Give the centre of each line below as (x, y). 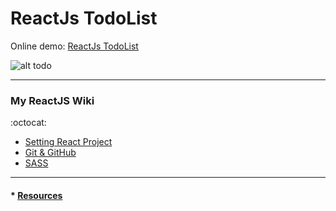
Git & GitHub (50, 153)
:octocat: (28, 123)
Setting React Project (68, 142)
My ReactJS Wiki (52, 100)
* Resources (36, 195)
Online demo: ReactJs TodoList (74, 46)
